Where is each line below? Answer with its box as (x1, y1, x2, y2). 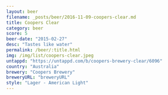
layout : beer (6, 8, 38, 15)
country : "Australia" (6, 63, 60, 70)
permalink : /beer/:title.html (6, 47, 81, 53)
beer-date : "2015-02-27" (6, 36, 67, 42)
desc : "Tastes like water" (6, 42, 73, 48)
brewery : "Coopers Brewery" (6, 69, 76, 75)
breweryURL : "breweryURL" (6, 74, 70, 80)
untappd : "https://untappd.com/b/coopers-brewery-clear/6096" (6, 58, 163, 64)
